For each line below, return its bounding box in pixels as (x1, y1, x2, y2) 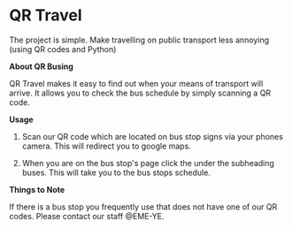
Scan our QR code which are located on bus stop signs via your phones (21, 131, 283, 141)
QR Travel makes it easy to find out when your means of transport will (9, 78, 264, 88)
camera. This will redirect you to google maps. (21, 141, 192, 151)
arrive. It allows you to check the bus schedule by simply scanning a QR (9, 88, 272, 98)
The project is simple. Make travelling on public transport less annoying (9, 34, 270, 45)
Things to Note (9, 184, 65, 195)
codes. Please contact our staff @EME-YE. (9, 210, 165, 221)
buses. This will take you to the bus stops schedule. (21, 167, 211, 178)
